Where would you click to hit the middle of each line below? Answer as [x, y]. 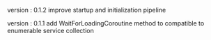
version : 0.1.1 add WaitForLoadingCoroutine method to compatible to [106, 23]
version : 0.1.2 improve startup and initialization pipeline [87, 10]
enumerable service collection [50, 31]
